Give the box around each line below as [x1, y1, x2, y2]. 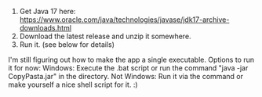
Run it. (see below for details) [19, 40, 115, 49]
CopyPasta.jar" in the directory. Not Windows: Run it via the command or [8, 72, 243, 81]
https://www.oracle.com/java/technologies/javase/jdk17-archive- [19, 15, 230, 24]
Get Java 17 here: [19, 7, 76, 16]
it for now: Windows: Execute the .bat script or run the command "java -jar [8, 63, 249, 73]
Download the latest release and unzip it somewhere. [19, 31, 191, 41]
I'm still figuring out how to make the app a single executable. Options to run [8, 55, 255, 64]
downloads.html [19, 23, 72, 32]
